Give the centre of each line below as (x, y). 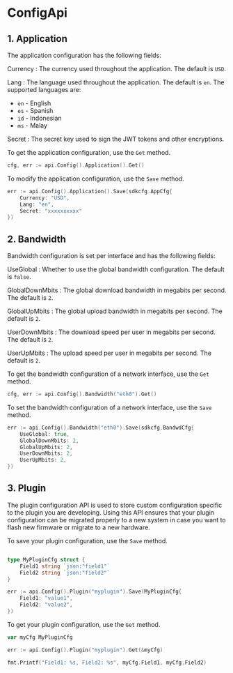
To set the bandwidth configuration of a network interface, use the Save (110, 407)
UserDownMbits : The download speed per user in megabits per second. (111, 332)
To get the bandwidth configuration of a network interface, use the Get (109, 374)
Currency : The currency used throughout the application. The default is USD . (117, 69)
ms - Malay (32, 126)
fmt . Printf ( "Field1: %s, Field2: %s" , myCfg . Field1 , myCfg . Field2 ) (107, 663)
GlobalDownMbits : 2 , (49, 441)
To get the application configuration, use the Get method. (89, 152)
